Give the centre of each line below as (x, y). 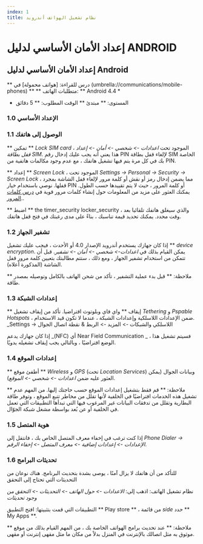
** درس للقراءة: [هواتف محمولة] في (48, 84)
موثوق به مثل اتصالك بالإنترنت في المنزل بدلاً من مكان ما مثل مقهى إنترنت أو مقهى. (101, 534)
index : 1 (18, 12)
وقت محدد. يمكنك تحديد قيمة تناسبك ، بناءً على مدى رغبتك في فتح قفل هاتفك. (94, 216)
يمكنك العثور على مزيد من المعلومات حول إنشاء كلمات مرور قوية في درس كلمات (98, 191)
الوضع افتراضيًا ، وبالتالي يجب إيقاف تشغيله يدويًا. (62, 342)
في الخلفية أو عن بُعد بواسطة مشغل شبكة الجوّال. (63, 409)
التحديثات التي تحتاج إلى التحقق (42, 480)
